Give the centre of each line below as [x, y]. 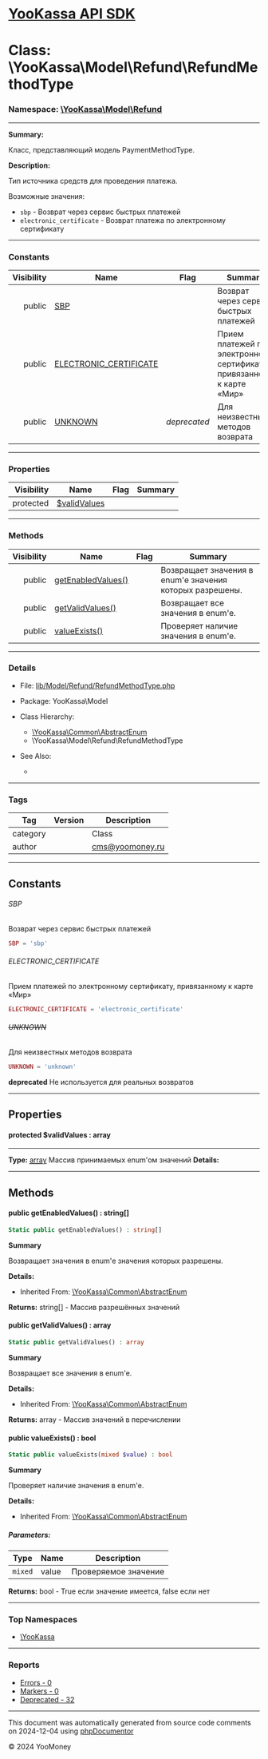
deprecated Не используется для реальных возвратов [101, 1082]
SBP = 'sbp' [28, 943]
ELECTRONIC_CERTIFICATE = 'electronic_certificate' [96, 1009]
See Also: [35, 756]
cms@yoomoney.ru [128, 847]
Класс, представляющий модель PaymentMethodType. [102, 149]
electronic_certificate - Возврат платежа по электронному [122, 220]
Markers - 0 [39, 1691]
